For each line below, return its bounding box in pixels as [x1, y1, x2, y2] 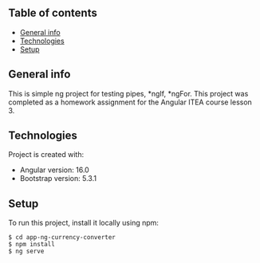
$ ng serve [8, 247, 45, 256]
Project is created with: [8, 150, 85, 159]
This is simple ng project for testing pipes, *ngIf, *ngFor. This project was [8, 88, 249, 98]
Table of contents [8, 6, 97, 20]
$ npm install [8, 241, 56, 249]
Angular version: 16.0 [19, 165, 89, 175]
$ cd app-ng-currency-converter [8, 234, 116, 241]
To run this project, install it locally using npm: [8, 218, 160, 228]
